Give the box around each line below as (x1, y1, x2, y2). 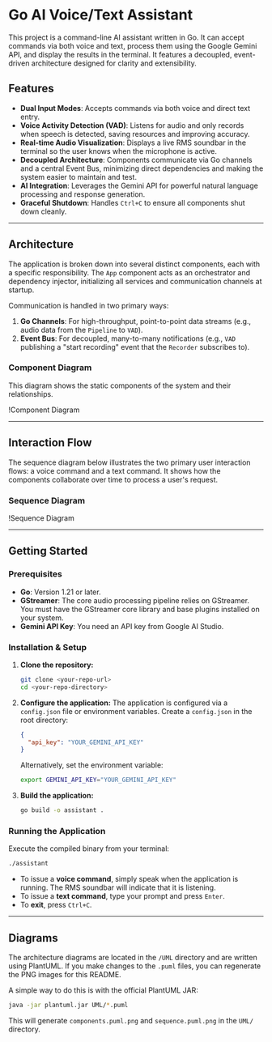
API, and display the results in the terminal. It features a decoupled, (8, 49, 232, 59)
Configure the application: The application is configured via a (19, 698, 228, 708)
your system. (19, 613, 64, 623)
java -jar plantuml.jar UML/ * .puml (8, 1002, 129, 1010)
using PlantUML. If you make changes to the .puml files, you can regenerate (8, 961, 261, 971)
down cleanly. (19, 206, 67, 216)
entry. (19, 112, 40, 121)
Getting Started (8, 544, 88, 558)
